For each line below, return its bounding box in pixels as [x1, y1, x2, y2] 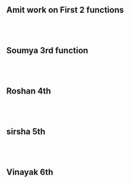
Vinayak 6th [6, 166, 54, 177]
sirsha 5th [6, 126, 46, 136]
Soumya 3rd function [6, 45, 88, 56]
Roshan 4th [6, 86, 51, 97]
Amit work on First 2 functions [6, 5, 124, 15]
